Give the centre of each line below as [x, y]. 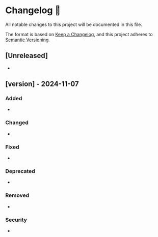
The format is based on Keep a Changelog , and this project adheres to [79, 34]
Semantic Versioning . [28, 40]
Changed [17, 123]
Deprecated [20, 171]
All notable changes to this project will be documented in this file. [74, 24]
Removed [17, 195]
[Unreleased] [27, 56]
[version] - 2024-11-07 [42, 84]
